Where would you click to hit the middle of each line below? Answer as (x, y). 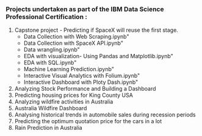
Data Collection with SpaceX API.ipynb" (73, 43)
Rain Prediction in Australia (49, 128)
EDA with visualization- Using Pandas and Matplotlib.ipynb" (98, 56)
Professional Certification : (47, 17)
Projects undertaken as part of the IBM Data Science (85, 9)
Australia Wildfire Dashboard (51, 108)
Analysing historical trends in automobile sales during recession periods (105, 115)
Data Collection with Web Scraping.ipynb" (76, 37)
